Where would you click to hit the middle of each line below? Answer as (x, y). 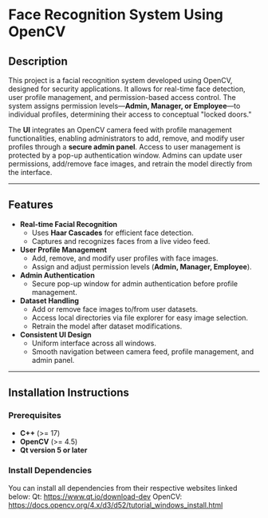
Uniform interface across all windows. (94, 343)
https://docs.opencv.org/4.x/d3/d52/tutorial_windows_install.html (116, 504)
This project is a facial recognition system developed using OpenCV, (120, 80)
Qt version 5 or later (53, 450)
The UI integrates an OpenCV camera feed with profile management (120, 130)
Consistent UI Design (55, 334)
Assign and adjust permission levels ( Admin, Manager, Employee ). (142, 266)
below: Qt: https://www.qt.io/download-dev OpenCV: (95, 496)
